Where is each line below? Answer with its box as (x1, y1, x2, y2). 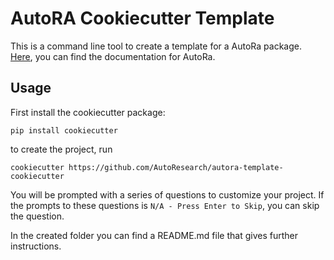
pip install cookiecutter (10, 125, 118, 136)
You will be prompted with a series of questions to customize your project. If (10, 188, 325, 201)
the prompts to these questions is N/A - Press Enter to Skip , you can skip (10, 199, 320, 211)
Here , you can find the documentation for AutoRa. (10, 50, 216, 62)
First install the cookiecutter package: (10, 106, 166, 118)
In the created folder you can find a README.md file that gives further (10, 229, 298, 241)
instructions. (10, 240, 62, 252)
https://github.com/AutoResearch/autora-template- (68, 162, 284, 172)
